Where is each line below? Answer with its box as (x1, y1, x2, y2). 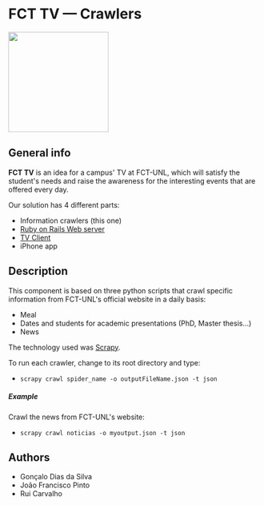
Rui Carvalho (19, 489, 62, 499)
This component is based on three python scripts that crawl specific (8, 285, 234, 295)
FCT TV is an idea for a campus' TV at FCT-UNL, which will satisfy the (8, 168, 240, 177)
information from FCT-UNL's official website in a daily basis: (8, 294, 206, 304)
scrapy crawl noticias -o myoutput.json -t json (19, 429, 186, 437)
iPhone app (19, 241, 58, 251)
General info (8, 146, 71, 160)
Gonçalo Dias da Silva (19, 472, 93, 482)
